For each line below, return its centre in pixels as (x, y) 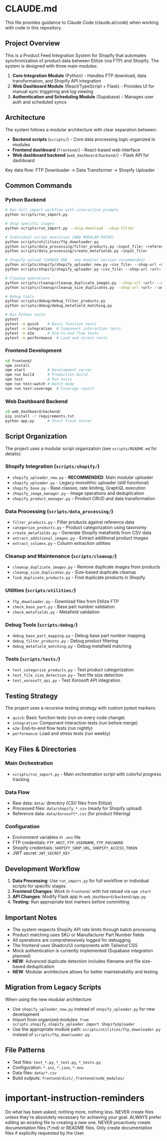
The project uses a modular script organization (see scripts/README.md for (81, 448)
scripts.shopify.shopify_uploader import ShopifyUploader (74, 1024)
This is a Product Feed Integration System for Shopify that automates (76, 55)
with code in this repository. (34, 27)
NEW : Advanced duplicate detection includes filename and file (76, 961)
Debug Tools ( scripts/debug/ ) (42, 624)
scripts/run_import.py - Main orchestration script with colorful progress (87, 774)
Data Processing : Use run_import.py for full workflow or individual (81, 881)
